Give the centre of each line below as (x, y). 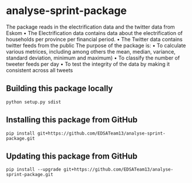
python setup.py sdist (34, 102)
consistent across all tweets (39, 70)
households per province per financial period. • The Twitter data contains (94, 39)
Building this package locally (60, 89)
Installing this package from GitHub (72, 120)
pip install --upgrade (34, 170)
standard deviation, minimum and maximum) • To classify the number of (93, 58)
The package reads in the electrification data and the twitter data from (90, 27)
